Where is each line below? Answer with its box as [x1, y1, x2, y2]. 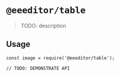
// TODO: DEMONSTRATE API [6, 65, 70, 71]
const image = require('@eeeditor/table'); [6, 55, 115, 61]
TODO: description [20, 22, 67, 29]
